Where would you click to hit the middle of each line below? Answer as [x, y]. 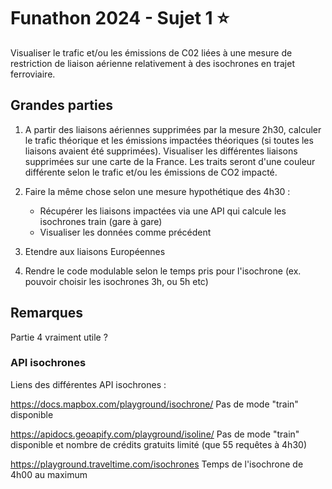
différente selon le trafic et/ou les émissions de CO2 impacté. [151, 172]
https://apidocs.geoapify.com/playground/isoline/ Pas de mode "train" [155, 434]
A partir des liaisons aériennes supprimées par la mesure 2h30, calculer [173, 129]
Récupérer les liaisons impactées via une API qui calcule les [163, 211]
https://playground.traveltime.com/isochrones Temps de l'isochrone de [157, 464]
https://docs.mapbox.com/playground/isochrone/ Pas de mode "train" [154, 404]
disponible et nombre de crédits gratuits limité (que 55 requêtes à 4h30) [158, 444]
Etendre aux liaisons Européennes [95, 251]
